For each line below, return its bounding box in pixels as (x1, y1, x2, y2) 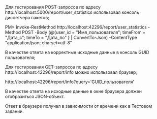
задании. (5, 108, 24, 114)
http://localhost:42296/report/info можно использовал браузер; (5, 69, 138, 75)
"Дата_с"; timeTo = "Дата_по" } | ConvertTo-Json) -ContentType (5, 34, 137, 40)
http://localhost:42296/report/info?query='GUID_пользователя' (5, 79, 134, 85)
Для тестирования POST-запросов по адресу (5, 4, 101, 10)
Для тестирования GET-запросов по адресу (5, 64, 98, 70)
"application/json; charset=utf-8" (5, 40, 72, 46)
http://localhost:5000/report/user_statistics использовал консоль (5, 9, 139, 15)
